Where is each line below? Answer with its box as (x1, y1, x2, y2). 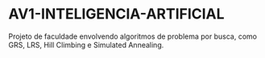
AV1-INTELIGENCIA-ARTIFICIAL (8, 5, 225, 23)
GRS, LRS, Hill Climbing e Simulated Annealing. (8, 39, 164, 49)
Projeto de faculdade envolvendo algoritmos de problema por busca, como (8, 31, 258, 41)
